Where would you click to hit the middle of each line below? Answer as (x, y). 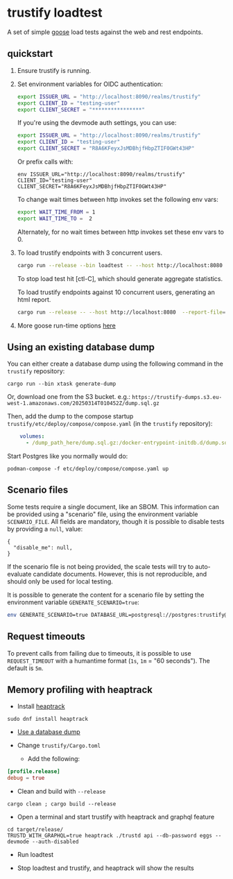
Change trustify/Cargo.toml (59, 745)
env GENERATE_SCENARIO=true (48, 615)
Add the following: (54, 759)
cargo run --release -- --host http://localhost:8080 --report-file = (121, 312)
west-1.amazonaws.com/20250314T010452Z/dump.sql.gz (83, 404)
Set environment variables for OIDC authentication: (90, 84)
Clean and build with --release (61, 792)
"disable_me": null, (43, 547)
